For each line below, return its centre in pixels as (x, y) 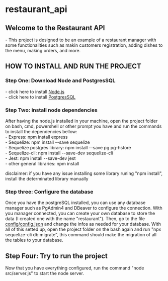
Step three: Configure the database (49, 192)
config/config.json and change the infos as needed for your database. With (83, 224)
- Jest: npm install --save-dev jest (40, 158)
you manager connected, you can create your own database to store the (80, 213)
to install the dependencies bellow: (41, 131)
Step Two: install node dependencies (52, 110)
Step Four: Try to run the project (57, 256)
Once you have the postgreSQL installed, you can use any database (75, 203)
